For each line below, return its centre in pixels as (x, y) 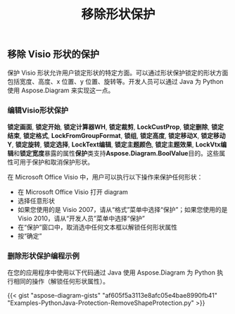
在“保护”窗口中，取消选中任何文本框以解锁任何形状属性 (97, 227)
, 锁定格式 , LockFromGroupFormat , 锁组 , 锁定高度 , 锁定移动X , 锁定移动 (123, 135)
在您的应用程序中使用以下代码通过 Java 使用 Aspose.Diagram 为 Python (112, 272)
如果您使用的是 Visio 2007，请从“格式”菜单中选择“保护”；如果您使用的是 (122, 209)
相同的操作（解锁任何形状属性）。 (61, 282)
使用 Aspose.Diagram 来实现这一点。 (61, 90)
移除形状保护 (118, 14)
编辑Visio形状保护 (38, 110)
